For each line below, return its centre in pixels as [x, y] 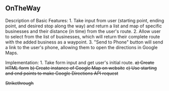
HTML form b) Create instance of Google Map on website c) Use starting [81, 68]
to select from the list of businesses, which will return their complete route [83, 36]
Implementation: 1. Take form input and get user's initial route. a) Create [80, 62]
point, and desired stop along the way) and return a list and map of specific [83, 26]
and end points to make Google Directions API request [62, 73]
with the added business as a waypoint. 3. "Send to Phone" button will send [84, 42]
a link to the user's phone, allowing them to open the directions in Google [81, 47]
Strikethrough [19, 83]
